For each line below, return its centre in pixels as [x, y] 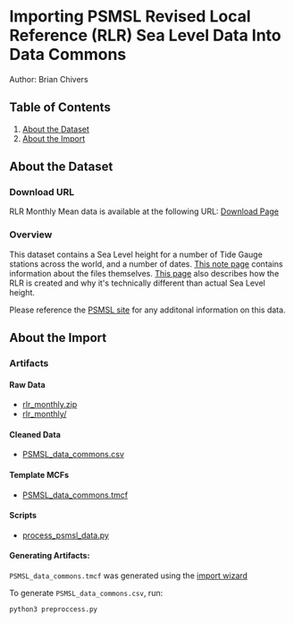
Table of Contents [60, 108]
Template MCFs [39, 475]
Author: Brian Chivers [49, 79]
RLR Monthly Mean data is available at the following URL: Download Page [144, 211]
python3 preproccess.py [54, 610]
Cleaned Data [35, 434]
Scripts [23, 516]
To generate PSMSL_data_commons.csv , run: [86, 593]
